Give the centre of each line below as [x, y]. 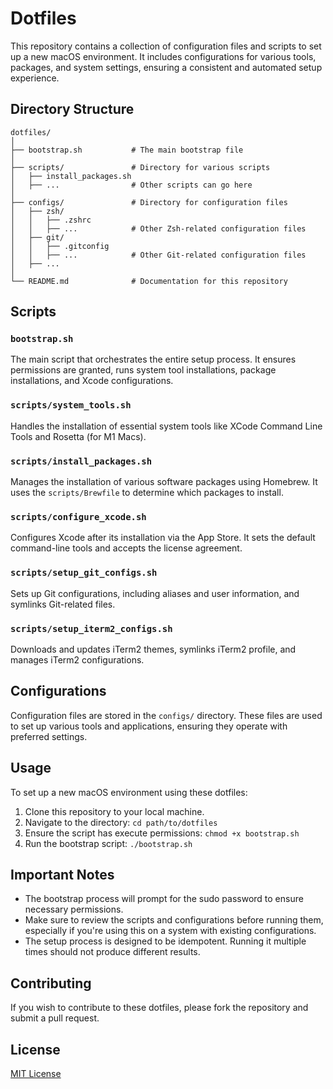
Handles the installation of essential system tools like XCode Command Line [166, 426]
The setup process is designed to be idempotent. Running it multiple [165, 941]
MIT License [36, 1073]
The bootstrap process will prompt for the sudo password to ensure [164, 899]
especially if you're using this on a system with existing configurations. [170, 931]
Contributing [51, 983]
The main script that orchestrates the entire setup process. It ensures [153, 359]
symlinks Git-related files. [63, 604]
